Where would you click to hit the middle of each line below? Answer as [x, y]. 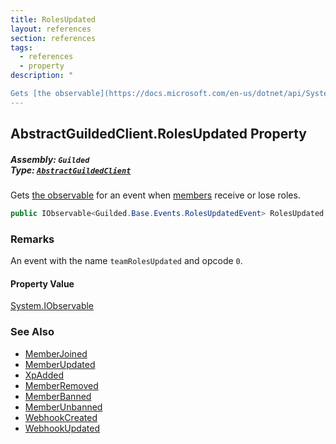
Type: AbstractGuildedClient [71, 170]
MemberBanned [58, 396]
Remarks [32, 239]
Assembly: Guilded [50, 159]
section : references [53, 38]
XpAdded [44, 375]
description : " [42, 76]
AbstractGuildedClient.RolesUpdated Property [158, 134]
